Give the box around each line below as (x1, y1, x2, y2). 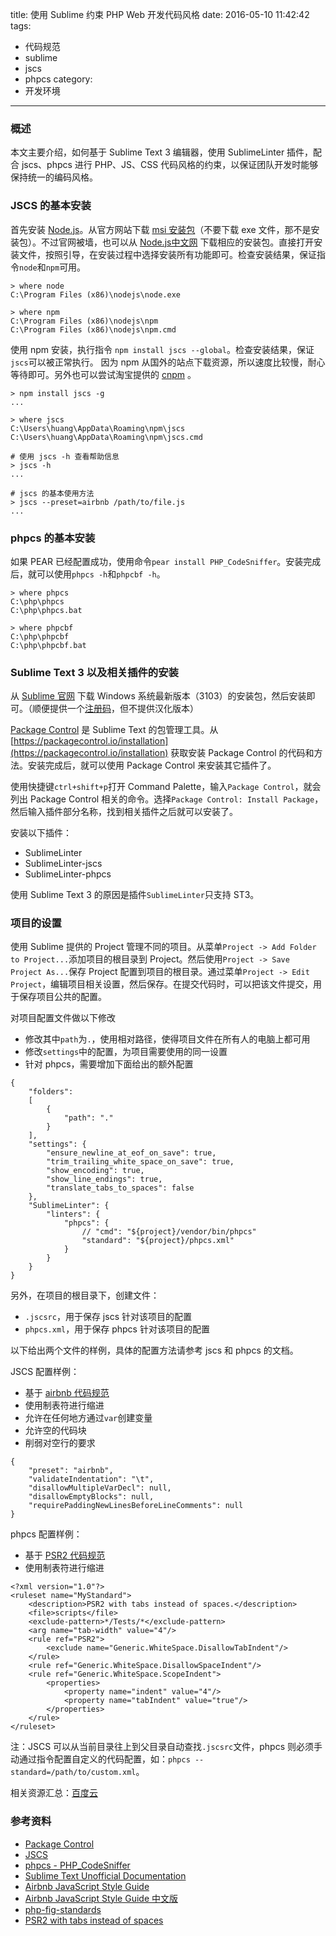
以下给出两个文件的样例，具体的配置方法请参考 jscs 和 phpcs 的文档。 (10, 1344, 299, 1357)
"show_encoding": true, (46, 1166, 145, 1176)
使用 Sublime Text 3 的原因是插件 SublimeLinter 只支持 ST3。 (10, 889, 260, 901)
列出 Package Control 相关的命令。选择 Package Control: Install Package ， (10, 793, 324, 805)
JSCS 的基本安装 (10, 199, 92, 213)
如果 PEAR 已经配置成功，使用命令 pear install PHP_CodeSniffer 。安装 (10, 555, 304, 567)
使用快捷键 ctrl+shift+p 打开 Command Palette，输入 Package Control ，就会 (10, 781, 322, 793)
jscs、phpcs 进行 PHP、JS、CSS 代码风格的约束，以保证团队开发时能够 (21, 159, 319, 171)
